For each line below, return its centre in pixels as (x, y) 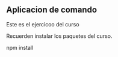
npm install (20, 47)
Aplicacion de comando (52, 10)
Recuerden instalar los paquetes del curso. (59, 36)
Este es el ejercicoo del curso (43, 24)
